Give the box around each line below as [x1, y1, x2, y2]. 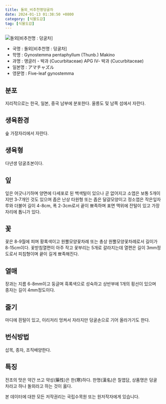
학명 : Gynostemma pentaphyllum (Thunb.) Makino [12, 52, 115, 58]
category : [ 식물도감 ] [5, 16, 45, 21]
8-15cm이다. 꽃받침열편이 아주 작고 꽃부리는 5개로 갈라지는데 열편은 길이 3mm [5, 245, 157, 251]
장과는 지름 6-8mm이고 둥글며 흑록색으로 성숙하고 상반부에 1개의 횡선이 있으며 [5, 281, 157, 287]
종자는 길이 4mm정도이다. [5, 287, 55, 293]
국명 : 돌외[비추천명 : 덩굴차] [12, 45, 67, 52]
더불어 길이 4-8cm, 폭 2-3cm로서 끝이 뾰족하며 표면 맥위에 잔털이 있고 [14, 202, 151, 208]
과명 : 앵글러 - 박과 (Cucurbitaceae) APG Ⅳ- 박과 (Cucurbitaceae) [12, 58, 144, 64]
